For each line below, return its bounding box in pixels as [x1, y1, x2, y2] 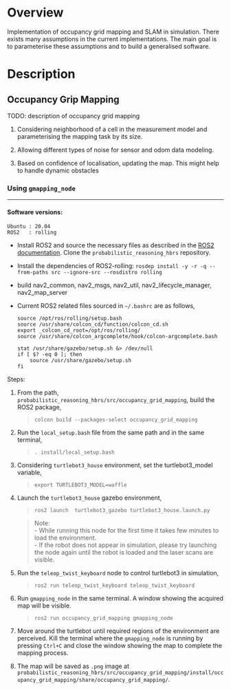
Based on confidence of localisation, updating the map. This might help [16, 159, 219, 167]
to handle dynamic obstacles [16, 166, 100, 175]
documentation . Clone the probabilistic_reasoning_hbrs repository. [16, 249, 211, 257]
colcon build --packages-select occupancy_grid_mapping [34, 416, 198, 423]
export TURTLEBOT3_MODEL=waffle [34, 482, 127, 489]
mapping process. [16, 649, 69, 657]
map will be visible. [16, 601, 71, 610]
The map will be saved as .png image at [16, 662, 129, 671]
